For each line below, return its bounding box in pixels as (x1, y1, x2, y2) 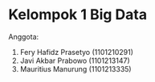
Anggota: (8, 32, 39, 41)
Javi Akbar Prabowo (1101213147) (19, 56, 130, 65)
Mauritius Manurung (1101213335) (19, 64, 132, 73)
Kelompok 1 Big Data (8, 6, 147, 24)
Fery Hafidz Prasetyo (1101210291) (19, 47, 134, 57)
